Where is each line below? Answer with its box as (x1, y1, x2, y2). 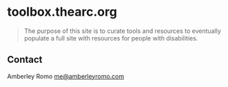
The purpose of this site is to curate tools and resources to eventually (23, 27, 222, 35)
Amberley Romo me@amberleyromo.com (7, 72, 125, 80)
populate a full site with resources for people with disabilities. (23, 34, 198, 42)
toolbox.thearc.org (7, 4, 117, 20)
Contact (7, 54, 43, 66)
